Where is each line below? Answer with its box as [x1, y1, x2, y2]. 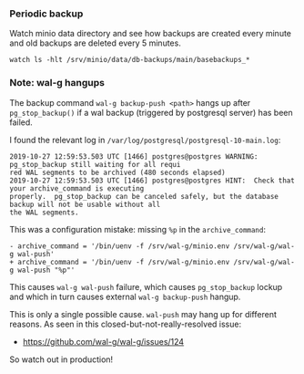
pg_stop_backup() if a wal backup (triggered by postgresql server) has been [9, 107, 293, 118]
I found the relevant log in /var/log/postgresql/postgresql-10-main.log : [9, 134, 281, 145]
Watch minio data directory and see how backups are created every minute [9, 28, 292, 39]
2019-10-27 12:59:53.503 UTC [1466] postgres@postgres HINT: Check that [9, 176, 296, 185]
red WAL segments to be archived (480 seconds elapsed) [9, 168, 226, 177]
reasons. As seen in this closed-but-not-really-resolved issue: [9, 318, 242, 329]
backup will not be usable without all [9, 200, 161, 209]
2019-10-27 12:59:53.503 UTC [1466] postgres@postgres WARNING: [9, 151, 258, 161]
